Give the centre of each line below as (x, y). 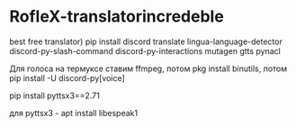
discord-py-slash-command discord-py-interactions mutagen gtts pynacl (145, 50)
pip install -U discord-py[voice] (67, 77)
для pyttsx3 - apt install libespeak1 (73, 113)
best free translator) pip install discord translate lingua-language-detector (146, 41)
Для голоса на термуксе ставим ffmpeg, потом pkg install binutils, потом (148, 68)
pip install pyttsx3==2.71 (55, 95)
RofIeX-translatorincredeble (117, 17)
